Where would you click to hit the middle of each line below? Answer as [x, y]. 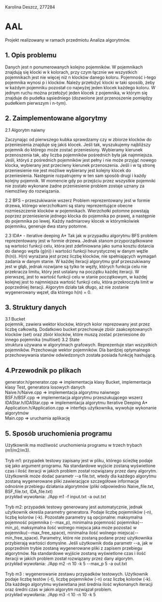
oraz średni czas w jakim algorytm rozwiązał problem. [59, 589]
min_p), [13, 528]
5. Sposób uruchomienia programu [59, 433]
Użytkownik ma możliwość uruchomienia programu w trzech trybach [74, 445]
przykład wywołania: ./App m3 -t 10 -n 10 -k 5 [50, 594]
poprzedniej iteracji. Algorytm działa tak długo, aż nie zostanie [67, 287]
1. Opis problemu [31, 55]
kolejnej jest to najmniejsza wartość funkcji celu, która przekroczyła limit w [79, 282]
